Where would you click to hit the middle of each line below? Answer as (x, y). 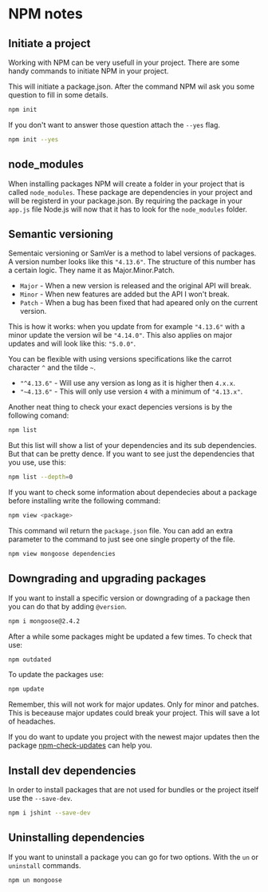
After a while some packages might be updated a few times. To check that (130, 636)
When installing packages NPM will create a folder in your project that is (127, 184)
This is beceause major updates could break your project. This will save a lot (134, 713)
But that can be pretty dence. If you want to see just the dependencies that (132, 454)
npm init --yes (33, 139)
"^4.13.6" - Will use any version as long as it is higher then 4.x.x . (127, 383)
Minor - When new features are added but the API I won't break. (124, 294)
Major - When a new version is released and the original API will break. (136, 286)
